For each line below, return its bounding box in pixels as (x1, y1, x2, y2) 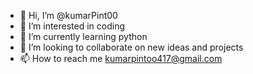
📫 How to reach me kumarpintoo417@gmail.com (19, 53, 223, 64)
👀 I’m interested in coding (19, 20, 126, 32)
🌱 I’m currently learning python (19, 31, 148, 42)
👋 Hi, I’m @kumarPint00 (19, 10, 118, 21)
